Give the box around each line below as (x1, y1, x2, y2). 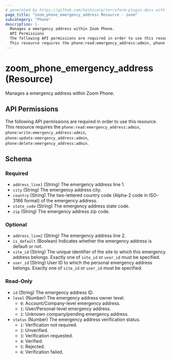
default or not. (12, 244, 43, 250)
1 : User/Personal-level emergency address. (20, 306, 111, 312)
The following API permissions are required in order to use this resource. (5, 118, 158, 125)
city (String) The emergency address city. (12, 187, 102, 193)
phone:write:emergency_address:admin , (5, 129, 87, 135)
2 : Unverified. (20, 327, 49, 333)
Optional (5, 221, 27, 228)
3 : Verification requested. (20, 333, 73, 339)
